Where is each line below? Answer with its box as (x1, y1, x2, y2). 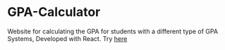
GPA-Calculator (7, 4, 101, 20)
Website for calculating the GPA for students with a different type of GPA (7, 27, 219, 35)
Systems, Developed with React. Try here (7, 34, 128, 42)
